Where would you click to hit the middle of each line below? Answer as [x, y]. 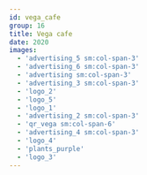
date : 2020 [29, 42]
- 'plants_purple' [51, 148]
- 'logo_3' [37, 157]
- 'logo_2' [37, 91]
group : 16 [27, 26]
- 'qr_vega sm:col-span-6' [66, 125]
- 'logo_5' [37, 99]
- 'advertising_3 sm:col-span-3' [78, 83]
